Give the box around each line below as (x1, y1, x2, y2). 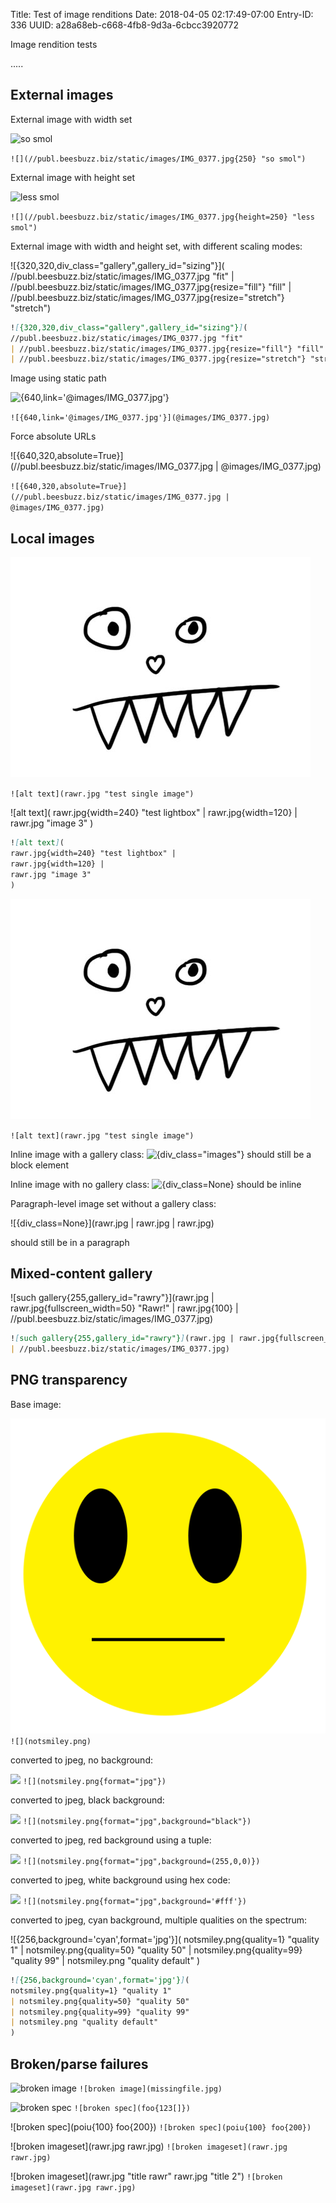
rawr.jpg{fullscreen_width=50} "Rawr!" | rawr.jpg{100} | (10, 1302, 239, 1314)
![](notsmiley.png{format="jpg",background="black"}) (22, 1816, 252, 1826)
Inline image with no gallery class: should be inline (10, 1178, 302, 1190)
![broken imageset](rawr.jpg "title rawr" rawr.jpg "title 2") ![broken (10, 2170, 283, 2182)
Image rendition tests (10, 39, 98, 50)
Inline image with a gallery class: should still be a (10, 1148, 312, 1160)
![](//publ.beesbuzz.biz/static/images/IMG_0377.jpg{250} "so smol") (10, 154, 307, 164)
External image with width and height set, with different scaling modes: (10, 240, 303, 252)
